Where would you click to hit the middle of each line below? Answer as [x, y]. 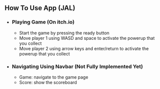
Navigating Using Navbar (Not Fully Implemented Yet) [77, 66]
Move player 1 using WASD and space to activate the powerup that [87, 38]
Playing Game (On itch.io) [43, 22]
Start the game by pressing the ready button [64, 33]
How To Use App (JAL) [40, 8]
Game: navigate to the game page [54, 77]
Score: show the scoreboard [48, 82]
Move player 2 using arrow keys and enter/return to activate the [84, 48]
